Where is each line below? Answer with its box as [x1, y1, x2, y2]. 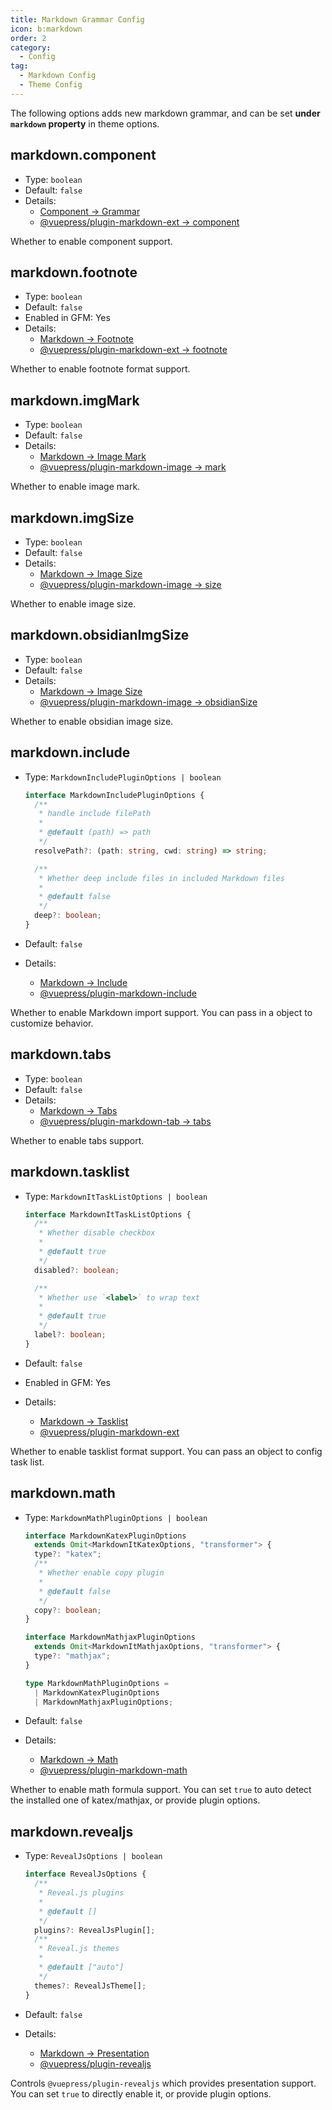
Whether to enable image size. [10, 598, 137, 610]
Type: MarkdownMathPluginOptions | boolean [24, 1511, 208, 1523]
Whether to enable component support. [10, 235, 173, 247]
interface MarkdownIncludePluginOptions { [24, 790, 205, 800]
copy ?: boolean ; [34, 1605, 102, 1615]
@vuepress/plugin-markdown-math [39, 1764, 188, 1776]
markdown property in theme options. [10, 117, 160, 130]
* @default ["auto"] [38, 1962, 125, 1972]
